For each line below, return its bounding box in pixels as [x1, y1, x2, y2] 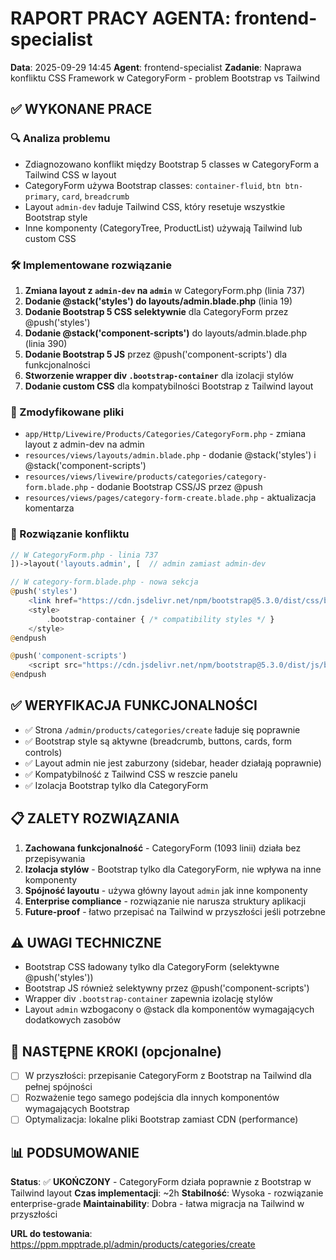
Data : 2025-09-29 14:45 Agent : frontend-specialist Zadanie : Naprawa [10, 61, 302, 73]
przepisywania [24, 852, 86, 864]
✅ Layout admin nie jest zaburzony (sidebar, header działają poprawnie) [24, 757, 322, 769]
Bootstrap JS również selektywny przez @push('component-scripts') [24, 982, 310, 994]
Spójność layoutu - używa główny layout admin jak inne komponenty [24, 884, 308, 896]
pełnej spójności [24, 1081, 93, 1093]
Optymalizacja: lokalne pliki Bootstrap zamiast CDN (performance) [24, 1113, 299, 1126]
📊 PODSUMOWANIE [10, 1144, 140, 1161]
